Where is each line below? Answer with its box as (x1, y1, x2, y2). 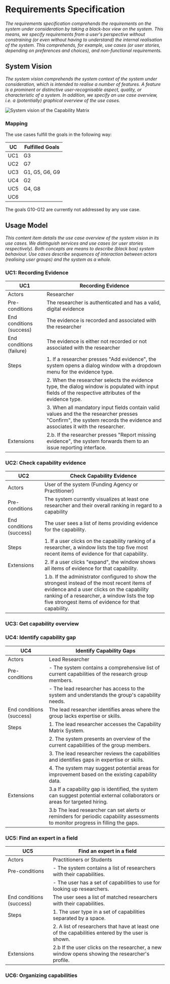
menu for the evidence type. (46, 368, 114, 375)
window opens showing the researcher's (53, 950, 150, 957)
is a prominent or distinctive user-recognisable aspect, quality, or (5, 86, 142, 93)
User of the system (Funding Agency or (45, 481, 138, 488)
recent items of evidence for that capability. (45, 551, 148, 558)
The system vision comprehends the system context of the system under (5, 75, 158, 82)
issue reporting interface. (46, 444, 107, 451)
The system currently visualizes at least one (45, 496, 149, 503)
